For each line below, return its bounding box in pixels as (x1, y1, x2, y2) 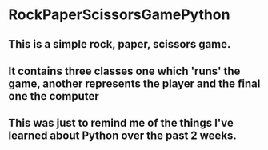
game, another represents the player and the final (8, 77, 261, 90)
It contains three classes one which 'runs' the (8, 64, 241, 77)
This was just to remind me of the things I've (8, 116, 234, 130)
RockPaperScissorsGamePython (8, 6, 230, 24)
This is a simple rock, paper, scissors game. (8, 37, 231, 51)
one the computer (8, 89, 99, 103)
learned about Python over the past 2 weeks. (8, 129, 238, 143)
